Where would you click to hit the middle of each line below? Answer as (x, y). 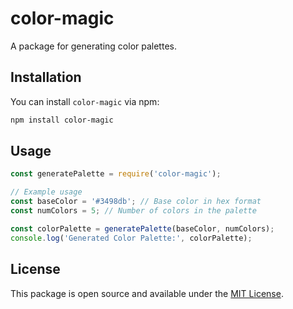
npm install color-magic (62, 120)
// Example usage (46, 192)
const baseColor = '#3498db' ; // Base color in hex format (136, 202)
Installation (46, 77)
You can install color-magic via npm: (85, 101)
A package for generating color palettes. (93, 46)
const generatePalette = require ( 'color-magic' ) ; (116, 174)
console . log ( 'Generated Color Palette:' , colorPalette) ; (131, 238)
